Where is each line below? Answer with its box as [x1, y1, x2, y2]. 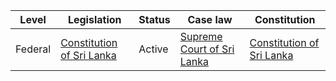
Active [138, 42, 169, 56]
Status [138, 13, 171, 26]
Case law [187, 13, 233, 26]
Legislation [67, 13, 122, 26]
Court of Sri [179, 42, 235, 56]
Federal [15, 42, 52, 56]
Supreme [179, 30, 223, 43]
